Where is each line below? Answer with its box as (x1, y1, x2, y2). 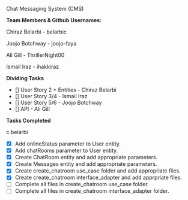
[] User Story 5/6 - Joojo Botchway (14, 99, 102, 106)
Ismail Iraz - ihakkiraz (6, 63, 59, 70)
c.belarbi (6, 129, 28, 135)
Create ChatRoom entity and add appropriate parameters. (14, 154, 158, 161)
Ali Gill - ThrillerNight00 (6, 51, 65, 59)
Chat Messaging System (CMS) (6, 5, 84, 12)
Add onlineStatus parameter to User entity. (14, 140, 121, 147)
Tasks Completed (6, 117, 51, 124)
